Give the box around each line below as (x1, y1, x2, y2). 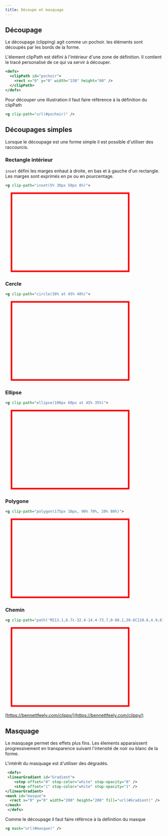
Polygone (5, 498, 29, 505)
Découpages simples (5, 125, 72, 134)
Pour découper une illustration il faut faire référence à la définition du (5, 96, 147, 102)
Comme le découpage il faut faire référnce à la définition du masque (5, 817, 146, 823)
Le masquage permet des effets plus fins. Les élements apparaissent (5, 740, 147, 746)
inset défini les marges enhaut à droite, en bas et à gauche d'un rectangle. (5, 168, 160, 174)
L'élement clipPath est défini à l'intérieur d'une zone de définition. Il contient (5, 54, 162, 60)
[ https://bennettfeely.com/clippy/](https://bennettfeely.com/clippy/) (5, 713, 144, 719)
